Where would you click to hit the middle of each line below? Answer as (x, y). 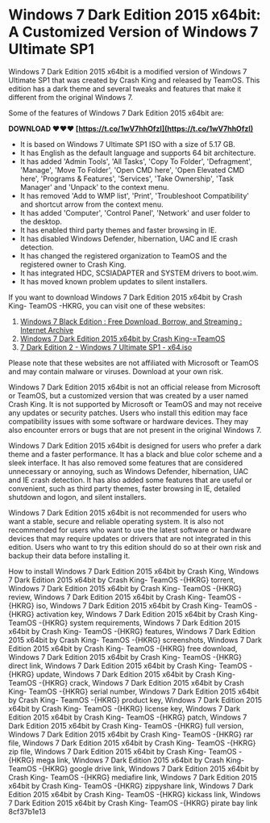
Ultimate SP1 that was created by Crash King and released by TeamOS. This (134, 80)
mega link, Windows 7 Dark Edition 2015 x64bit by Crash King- (140, 760)
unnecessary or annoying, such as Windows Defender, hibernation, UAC (129, 471)
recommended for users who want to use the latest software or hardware (130, 530)
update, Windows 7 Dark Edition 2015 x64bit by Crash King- (136, 674)
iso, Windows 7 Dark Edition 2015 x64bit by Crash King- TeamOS (144, 605)
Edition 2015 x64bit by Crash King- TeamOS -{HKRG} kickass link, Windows (135, 794)
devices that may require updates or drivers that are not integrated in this (130, 538)
